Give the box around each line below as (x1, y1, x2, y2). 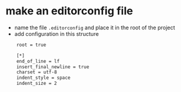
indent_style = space (16, 75, 70, 81)
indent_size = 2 (16, 81, 58, 87)
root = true (16, 42, 46, 48)
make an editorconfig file (5, 4, 133, 18)
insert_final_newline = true (16, 64, 90, 70)
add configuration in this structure (14, 30, 99, 37)
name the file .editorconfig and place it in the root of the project (14, 24, 176, 31)
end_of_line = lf (16, 58, 60, 64)
